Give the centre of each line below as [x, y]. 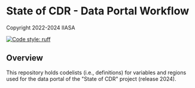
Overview [25, 58]
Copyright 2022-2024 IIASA [41, 28]
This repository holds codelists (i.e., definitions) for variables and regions [96, 72]
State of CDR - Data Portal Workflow [98, 11]
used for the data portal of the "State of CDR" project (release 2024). [91, 78]
